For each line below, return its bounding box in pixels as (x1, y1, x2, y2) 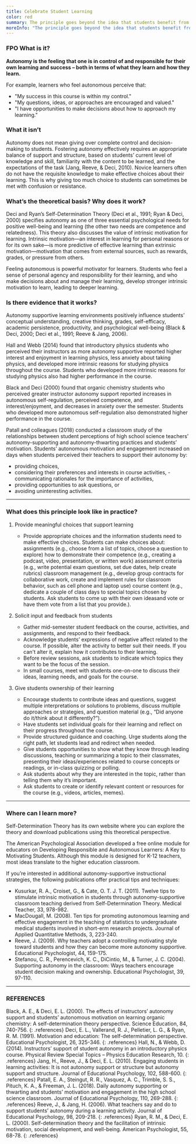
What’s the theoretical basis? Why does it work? (6, 197, 146, 205)
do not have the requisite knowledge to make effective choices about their (6, 170, 185, 177)
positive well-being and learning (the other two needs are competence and (6, 223, 186, 230)
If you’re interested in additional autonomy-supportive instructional (6, 870, 166, 877)
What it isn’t (6, 126, 41, 134)
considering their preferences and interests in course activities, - (14, 469, 171, 476)
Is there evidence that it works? (6, 299, 97, 307)
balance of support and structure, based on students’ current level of (6, 151, 172, 158)
